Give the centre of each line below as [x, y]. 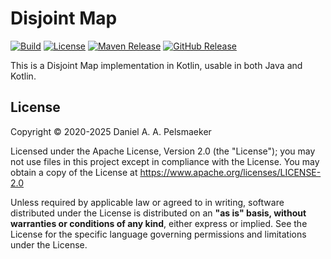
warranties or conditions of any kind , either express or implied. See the [159, 223]
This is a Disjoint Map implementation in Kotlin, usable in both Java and [156, 65]
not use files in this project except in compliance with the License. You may [165, 161]
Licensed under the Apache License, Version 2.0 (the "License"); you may [163, 151]
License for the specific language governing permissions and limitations [158, 234]
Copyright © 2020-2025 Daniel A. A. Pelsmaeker [111, 131]
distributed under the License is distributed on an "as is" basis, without [158, 213]
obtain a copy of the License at [74, 172]
